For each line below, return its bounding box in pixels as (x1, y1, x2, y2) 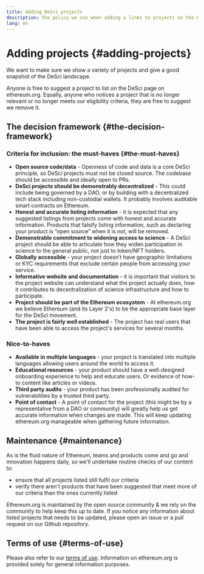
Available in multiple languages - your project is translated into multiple (15, 354, 196, 361)
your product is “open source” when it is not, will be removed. (15, 228, 170, 234)
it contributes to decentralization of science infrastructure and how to (15, 286, 189, 293)
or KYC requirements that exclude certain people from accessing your (15, 260, 191, 267)
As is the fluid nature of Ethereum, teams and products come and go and (6, 452, 188, 459)
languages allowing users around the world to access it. (15, 360, 155, 367)
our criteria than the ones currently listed (15, 490, 118, 497)
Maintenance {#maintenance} (6, 436, 123, 446)
